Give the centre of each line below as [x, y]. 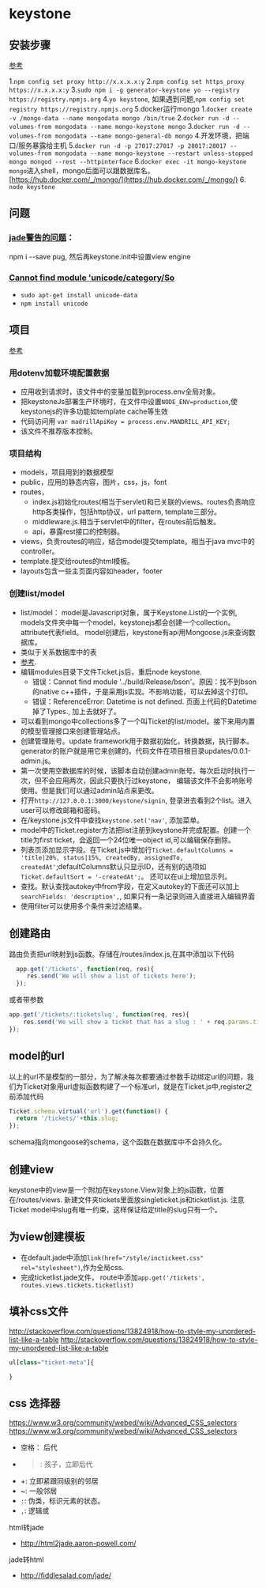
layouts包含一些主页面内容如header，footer [91, 571]
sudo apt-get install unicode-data [79, 295]
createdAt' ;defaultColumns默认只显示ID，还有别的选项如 [113, 866]
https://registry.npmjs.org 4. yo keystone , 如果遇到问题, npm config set [127, 99]
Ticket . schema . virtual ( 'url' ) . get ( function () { [89, 1111]
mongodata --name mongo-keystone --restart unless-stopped [154, 153]
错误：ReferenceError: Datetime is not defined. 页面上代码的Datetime [144, 701]
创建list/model [37, 594]
